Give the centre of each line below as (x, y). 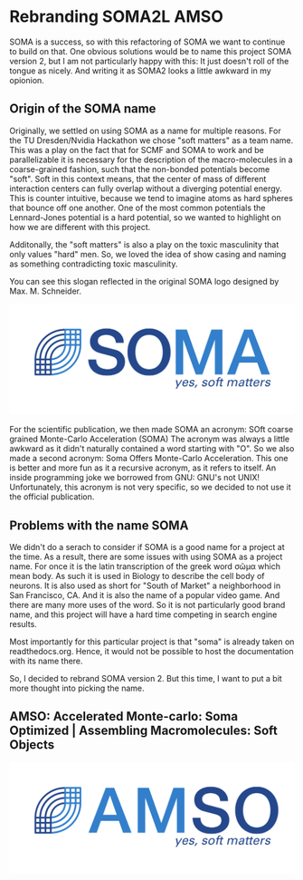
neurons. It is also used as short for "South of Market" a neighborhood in (145, 585)
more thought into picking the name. (77, 688)
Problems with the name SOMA (99, 525)
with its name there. (46, 661)
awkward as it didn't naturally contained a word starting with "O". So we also (152, 449)
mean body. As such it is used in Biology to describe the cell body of (137, 575)
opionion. (27, 80)
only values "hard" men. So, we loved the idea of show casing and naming (148, 254)
